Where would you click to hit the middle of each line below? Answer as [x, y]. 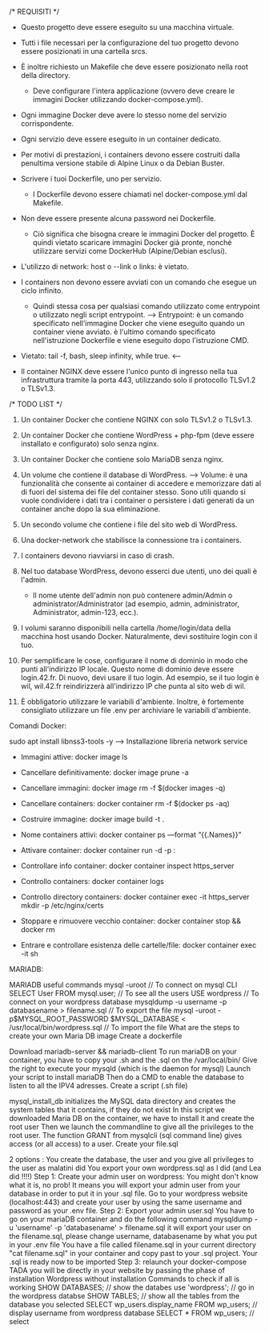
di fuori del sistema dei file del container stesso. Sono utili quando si [133, 492]
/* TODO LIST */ [36, 404]
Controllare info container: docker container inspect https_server [127, 866]
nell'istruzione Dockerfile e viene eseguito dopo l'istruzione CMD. [141, 340]
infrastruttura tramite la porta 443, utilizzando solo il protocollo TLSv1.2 [138, 380]
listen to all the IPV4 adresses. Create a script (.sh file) [98, 1086]
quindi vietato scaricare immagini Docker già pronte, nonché [132, 243]
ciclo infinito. [42, 291]
